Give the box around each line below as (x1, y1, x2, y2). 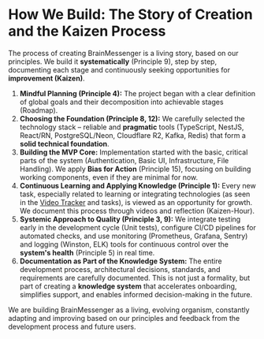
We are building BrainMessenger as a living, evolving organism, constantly (8, 305, 250, 315)
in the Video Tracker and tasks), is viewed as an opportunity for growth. (19, 197, 253, 207)
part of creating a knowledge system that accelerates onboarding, (19, 281, 237, 291)
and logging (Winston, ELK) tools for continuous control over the (19, 239, 229, 249)
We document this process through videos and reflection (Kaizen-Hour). (19, 206, 255, 215)
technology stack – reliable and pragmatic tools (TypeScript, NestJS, (19, 122, 244, 132)
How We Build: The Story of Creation (8, 6, 254, 24)
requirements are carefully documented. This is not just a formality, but (19, 273, 251, 282)
